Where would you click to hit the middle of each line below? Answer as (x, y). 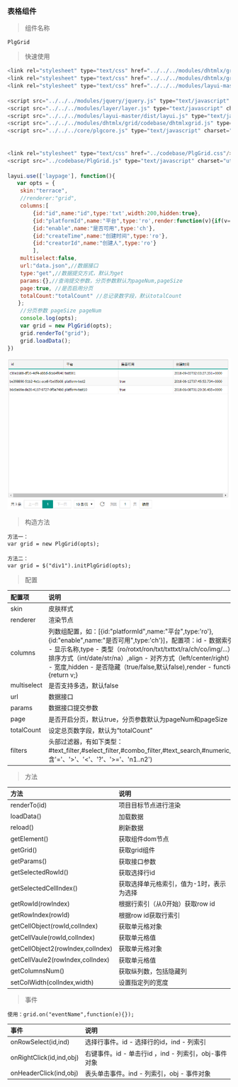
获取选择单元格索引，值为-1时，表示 (172, 884)
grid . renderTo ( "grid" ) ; (55, 333)
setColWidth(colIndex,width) (52, 982)
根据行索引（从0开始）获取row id (167, 904)
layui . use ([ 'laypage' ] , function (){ (61, 176)
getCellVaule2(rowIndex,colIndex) (60, 960)
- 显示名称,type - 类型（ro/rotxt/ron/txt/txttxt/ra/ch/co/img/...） (141, 649)
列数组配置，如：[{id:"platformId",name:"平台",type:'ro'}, (131, 631)
